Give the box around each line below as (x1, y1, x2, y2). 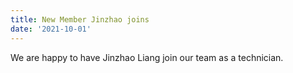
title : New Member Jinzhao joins (10, 14, 150, 25)
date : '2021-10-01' (10, 24, 92, 34)
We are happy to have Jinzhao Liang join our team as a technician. (10, 51, 284, 63)
